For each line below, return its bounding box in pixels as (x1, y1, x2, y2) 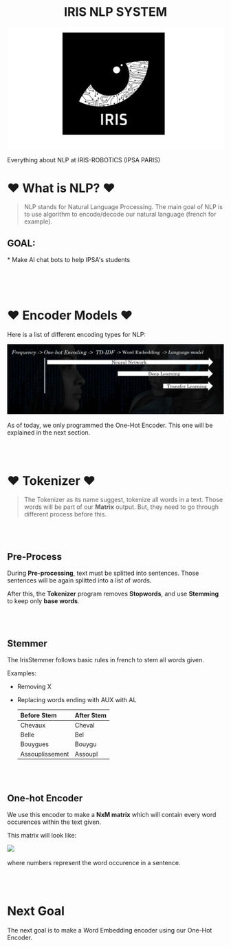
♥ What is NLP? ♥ (7, 180, 115, 196)
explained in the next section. (7, 428, 91, 437)
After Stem (74, 711, 107, 719)
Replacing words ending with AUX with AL (16, 696, 137, 704)
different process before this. (23, 510, 107, 519)
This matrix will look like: (7, 831, 77, 839)
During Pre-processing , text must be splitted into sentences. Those (7, 569, 199, 578)
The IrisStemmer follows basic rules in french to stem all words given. (7, 656, 205, 664)
